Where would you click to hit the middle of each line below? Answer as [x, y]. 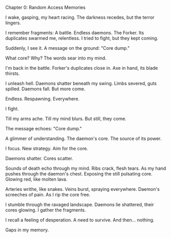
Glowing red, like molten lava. [36, 179]
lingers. [13, 23]
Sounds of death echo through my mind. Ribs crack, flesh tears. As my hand [86, 168]
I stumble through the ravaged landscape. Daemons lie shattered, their [80, 204]
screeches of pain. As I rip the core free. [48, 195]
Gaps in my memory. [27, 230]
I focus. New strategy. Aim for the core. [47, 148]
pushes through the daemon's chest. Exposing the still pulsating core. [79, 174]
